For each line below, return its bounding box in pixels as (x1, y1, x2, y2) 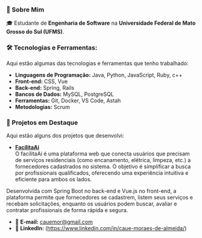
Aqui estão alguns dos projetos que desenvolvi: (6, 132, 125, 139)
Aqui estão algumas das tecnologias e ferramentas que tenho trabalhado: (6, 60, 189, 67)
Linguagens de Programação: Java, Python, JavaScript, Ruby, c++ (14, 71, 183, 78)
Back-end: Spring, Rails (14, 84, 74, 91)
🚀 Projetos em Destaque (6, 118, 78, 127)
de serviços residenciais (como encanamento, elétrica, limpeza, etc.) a (14, 156, 191, 163)
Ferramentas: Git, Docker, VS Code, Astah (14, 96, 121, 104)
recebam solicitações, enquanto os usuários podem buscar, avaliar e (6, 200, 177, 207)
